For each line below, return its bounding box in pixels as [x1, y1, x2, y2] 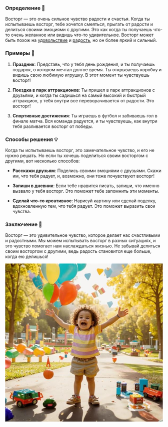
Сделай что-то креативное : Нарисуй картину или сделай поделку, [12, 198, 156, 204]
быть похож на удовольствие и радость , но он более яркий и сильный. [5, 37, 157, 43]
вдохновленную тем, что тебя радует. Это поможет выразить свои [12, 203, 156, 209]
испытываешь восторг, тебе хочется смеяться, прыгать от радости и [5, 21, 153, 27]
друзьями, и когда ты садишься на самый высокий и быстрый [12, 92, 146, 98]
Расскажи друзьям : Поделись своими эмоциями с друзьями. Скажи [12, 168, 161, 174]
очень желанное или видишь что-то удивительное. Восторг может [10, 32, 154, 38]
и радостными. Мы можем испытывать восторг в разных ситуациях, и [5, 238, 156, 244]
